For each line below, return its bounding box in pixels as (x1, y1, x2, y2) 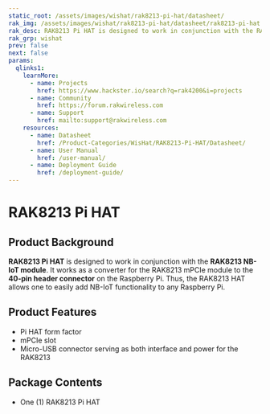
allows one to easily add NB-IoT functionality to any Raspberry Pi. (8, 282, 226, 292)
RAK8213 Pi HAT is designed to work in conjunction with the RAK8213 (8, 256, 243, 266)
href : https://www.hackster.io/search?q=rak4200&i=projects (37, 86, 243, 95)
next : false (8, 49, 48, 57)
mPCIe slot (19, 335, 56, 345)
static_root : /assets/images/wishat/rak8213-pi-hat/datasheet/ (8, 11, 225, 20)
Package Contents (8, 375, 103, 390)
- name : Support (29, 109, 84, 117)
